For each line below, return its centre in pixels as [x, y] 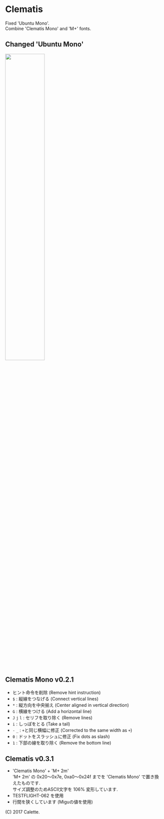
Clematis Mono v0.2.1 [39, 680]
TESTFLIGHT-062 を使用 [38, 796]
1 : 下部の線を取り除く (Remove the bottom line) [62, 743]
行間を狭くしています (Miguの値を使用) [53, 802]
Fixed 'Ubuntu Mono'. [27, 23]
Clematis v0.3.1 [29, 758]
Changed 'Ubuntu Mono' [44, 44]
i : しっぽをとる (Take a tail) [41, 724]
